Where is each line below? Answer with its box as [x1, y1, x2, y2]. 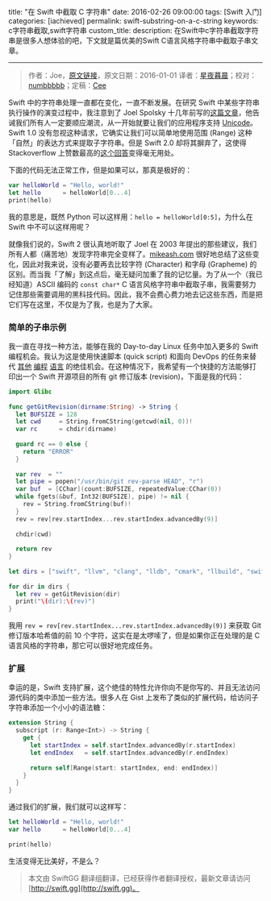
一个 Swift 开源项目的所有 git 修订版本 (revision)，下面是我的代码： [22, 372, 244, 381]
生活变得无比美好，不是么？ [8, 856, 101, 866]
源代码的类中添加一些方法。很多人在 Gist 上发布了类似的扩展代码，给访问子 [8, 692, 259, 703]
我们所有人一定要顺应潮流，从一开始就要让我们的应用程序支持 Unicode [15, 118, 251, 127]
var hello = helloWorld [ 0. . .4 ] [8, 825, 131, 834]
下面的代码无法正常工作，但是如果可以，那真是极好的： [8, 165, 192, 175]
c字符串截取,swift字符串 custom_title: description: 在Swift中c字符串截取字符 [8, 26, 259, 35]
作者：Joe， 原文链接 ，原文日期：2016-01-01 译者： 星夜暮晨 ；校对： [27, 71, 256, 80]
